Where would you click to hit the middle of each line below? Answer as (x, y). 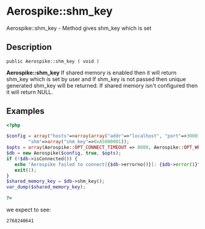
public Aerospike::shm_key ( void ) (53, 61)
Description (29, 47)
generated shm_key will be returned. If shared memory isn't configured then (102, 85)
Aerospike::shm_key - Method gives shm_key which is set (79, 28)
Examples (25, 111)
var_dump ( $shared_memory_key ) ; (46, 187)
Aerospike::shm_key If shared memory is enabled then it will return (92, 72)
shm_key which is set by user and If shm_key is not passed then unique (96, 79)
